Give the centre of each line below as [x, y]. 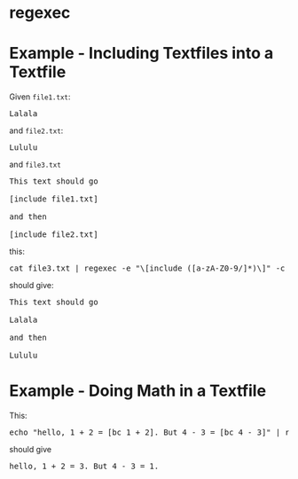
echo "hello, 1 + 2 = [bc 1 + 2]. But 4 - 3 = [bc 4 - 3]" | [145, 432]
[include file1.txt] [54, 199]
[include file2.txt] [54, 235]
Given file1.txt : [40, 97]
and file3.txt [35, 165]
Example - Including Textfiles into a [141, 54]
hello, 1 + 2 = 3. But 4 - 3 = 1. [84, 467]
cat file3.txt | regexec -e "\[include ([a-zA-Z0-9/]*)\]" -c [147, 268]
